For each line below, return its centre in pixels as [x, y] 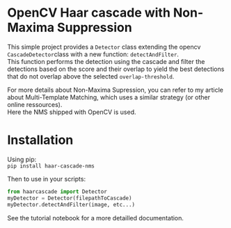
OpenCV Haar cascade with [89, 13]
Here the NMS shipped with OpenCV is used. [72, 112]
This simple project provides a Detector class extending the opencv [104, 47]
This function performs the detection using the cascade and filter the [106, 61]
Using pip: [22, 159]
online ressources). [35, 104]
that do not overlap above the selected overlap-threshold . [91, 76]
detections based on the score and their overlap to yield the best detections [116, 69]
